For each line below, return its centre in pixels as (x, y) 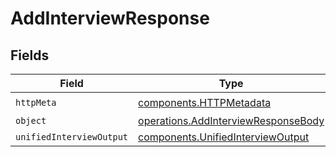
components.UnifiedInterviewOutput (224, 137)
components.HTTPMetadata (205, 102)
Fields (30, 55)
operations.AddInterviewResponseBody (231, 120)
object (31, 120)
